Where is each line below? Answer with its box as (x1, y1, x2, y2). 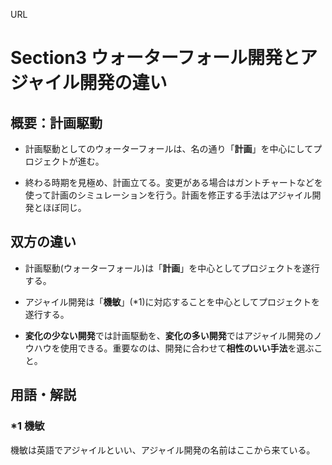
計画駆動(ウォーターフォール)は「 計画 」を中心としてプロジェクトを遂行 (24, 262, 320, 274)
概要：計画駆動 (10, 114, 103, 131)
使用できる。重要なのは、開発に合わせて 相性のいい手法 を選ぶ (59, 342, 315, 354)
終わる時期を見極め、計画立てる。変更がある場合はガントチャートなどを (24, 177, 323, 188)
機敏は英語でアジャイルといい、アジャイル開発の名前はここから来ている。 (10, 444, 316, 456)
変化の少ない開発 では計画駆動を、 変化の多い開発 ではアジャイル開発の (24, 329, 314, 341)
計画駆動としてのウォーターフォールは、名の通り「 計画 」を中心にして (24, 143, 314, 154)
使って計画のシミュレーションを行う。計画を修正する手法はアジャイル (24, 189, 313, 201)
